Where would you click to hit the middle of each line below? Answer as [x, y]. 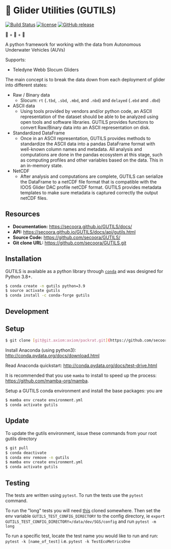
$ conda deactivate [26, 453]
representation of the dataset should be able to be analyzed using [89, 117]
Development [27, 311]
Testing [18, 483]
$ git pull [17, 448]
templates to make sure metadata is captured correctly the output [89, 192]
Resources [23, 214]
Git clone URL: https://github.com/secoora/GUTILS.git [69, 243]
